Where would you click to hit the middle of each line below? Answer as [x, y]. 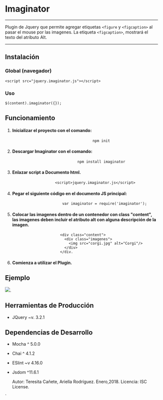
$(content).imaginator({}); [33, 103]
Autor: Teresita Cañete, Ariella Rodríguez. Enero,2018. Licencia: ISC [79, 382]
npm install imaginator [101, 162]
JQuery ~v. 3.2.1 [28, 317]
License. [21, 387]
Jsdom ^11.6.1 [25, 372]
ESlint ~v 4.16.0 [27, 363]
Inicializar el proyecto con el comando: [52, 130]
